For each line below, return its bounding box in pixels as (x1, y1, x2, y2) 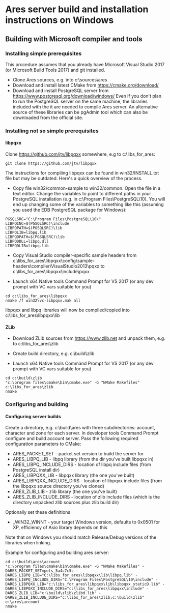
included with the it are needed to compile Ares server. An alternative (12, 103, 158, 110)
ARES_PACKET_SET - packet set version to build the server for (12, 451, 144, 457)
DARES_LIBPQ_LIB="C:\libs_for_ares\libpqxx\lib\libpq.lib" (5, 573, 133, 578)
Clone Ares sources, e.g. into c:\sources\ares (12, 76, 107, 82)
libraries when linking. (5, 540, 51, 546)
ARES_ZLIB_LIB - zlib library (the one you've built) (12, 488, 118, 494)
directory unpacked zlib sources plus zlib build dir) (12, 500, 119, 506)
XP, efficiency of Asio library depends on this (12, 524, 108, 531)
